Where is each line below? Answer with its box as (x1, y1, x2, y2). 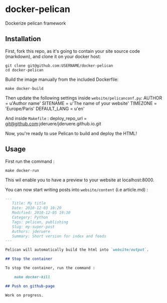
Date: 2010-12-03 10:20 (12, 206, 62, 211)
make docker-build (5, 86, 44, 91)
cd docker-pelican (5, 67, 44, 72)
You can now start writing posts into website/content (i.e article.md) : (5, 186, 148, 192)
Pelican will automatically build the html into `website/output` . (5, 247, 149, 252)
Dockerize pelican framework (5, 20, 66, 26)
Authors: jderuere (12, 229, 51, 234)
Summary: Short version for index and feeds (12, 234, 107, 239)
